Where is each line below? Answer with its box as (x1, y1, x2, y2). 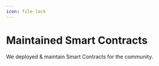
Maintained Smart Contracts (6, 33, 148, 47)
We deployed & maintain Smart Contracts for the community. (6, 53, 153, 60)
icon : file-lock (6, 8, 46, 15)
